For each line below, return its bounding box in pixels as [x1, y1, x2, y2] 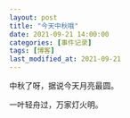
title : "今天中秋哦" [9, 21, 78, 30]
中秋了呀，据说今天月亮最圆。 [9, 80, 118, 90]
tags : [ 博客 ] [9, 46, 55, 55]
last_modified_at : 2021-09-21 [9, 55, 122, 63]
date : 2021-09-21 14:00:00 [9, 29, 110, 38]
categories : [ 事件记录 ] [9, 38, 92, 47]
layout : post [9, 13, 58, 22]
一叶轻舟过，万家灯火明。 [9, 99, 103, 110]
